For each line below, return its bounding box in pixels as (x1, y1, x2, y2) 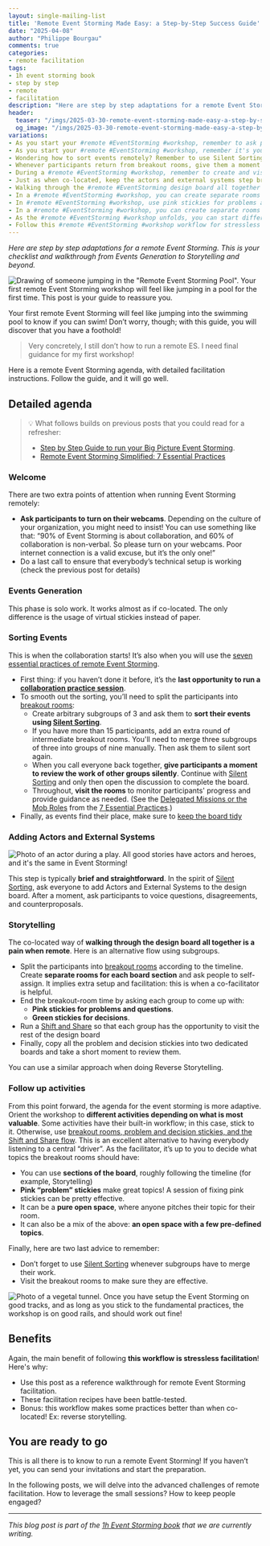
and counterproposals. (8, 900, 84, 909)
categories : (8, 49, 48, 57)
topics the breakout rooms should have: (8, 1152, 140, 1162)
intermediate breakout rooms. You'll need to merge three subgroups (31, 734, 257, 744)
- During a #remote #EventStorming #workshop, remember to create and (8, 169, 250, 177)
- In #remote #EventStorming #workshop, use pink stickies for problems (8, 199, 257, 207)
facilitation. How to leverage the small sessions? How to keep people (8, 1489, 235, 1499)
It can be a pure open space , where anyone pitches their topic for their (19, 1202, 256, 1212)
